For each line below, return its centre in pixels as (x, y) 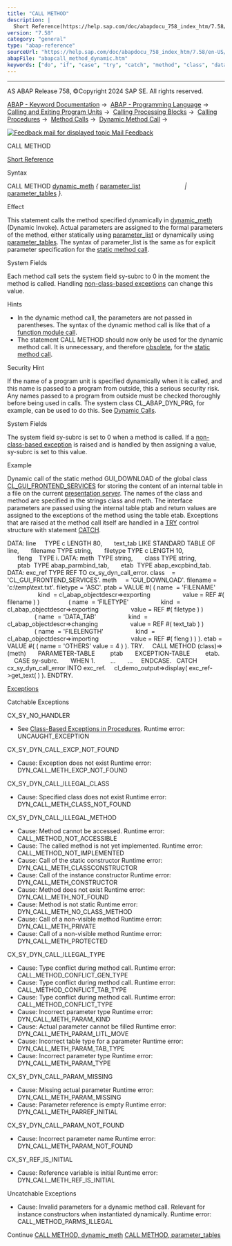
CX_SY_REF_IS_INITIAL (40, 1159)
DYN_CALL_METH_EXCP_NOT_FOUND (72, 770)
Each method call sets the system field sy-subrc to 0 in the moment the (109, 276)
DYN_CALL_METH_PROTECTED (62, 941)
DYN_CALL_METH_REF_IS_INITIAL (66, 1180)
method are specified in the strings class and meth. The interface (100, 500)
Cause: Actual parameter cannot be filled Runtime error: (97, 1026)
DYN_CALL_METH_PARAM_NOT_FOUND (75, 1146)
